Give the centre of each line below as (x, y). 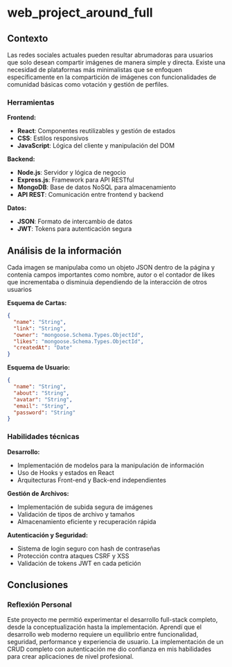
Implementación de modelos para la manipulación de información (110, 465)
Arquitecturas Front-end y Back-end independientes (91, 480)
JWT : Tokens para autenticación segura (74, 229)
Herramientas (31, 102)
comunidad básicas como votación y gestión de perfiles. (88, 84)
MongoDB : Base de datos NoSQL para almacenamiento (97, 187)
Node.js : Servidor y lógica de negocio (71, 173)
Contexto (28, 38)
